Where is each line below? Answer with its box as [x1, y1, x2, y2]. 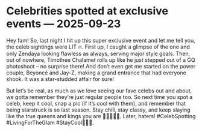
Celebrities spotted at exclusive [6, 4, 169, 18]
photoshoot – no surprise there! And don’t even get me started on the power [6, 62, 196, 70]
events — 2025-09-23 [6, 17, 121, 31]
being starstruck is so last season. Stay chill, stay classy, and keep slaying [6, 106, 191, 113]
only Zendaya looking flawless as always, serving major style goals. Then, [6, 50, 191, 57]
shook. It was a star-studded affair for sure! [6, 75, 115, 82]
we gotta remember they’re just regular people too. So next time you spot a [6, 93, 193, 100]
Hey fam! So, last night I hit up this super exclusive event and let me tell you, [6, 37, 196, 44]
